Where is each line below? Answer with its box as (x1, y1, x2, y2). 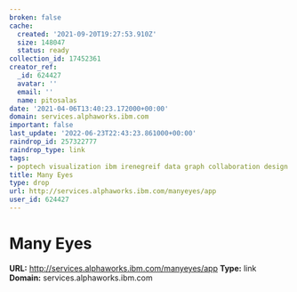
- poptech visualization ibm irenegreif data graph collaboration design (9, 162, 289, 171)
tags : (9, 153, 29, 163)
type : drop (9, 179, 50, 188)
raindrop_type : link (9, 145, 86, 154)
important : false (9, 121, 74, 130)
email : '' (17, 87, 53, 96)
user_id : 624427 (9, 195, 69, 205)
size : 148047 (17, 37, 66, 47)
